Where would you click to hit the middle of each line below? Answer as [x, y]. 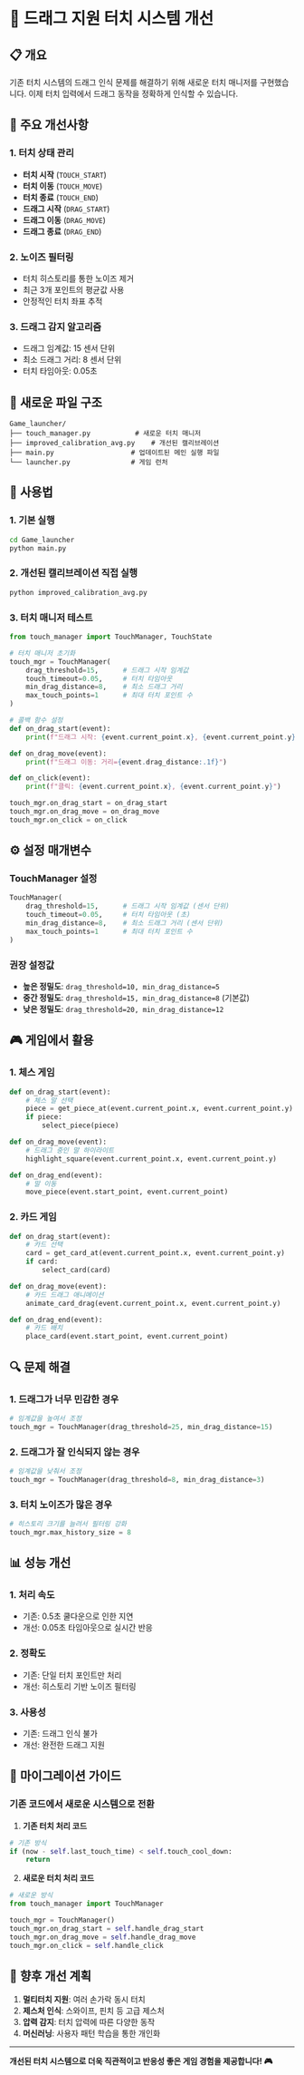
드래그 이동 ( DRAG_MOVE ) [64, 219]
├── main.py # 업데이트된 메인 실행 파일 [114, 453]
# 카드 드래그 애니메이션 [65, 1295]
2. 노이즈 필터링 [42, 257]
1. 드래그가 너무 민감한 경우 [64, 1399]
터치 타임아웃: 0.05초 [60, 371]
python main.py [38, 548]
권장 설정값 [32, 965]
